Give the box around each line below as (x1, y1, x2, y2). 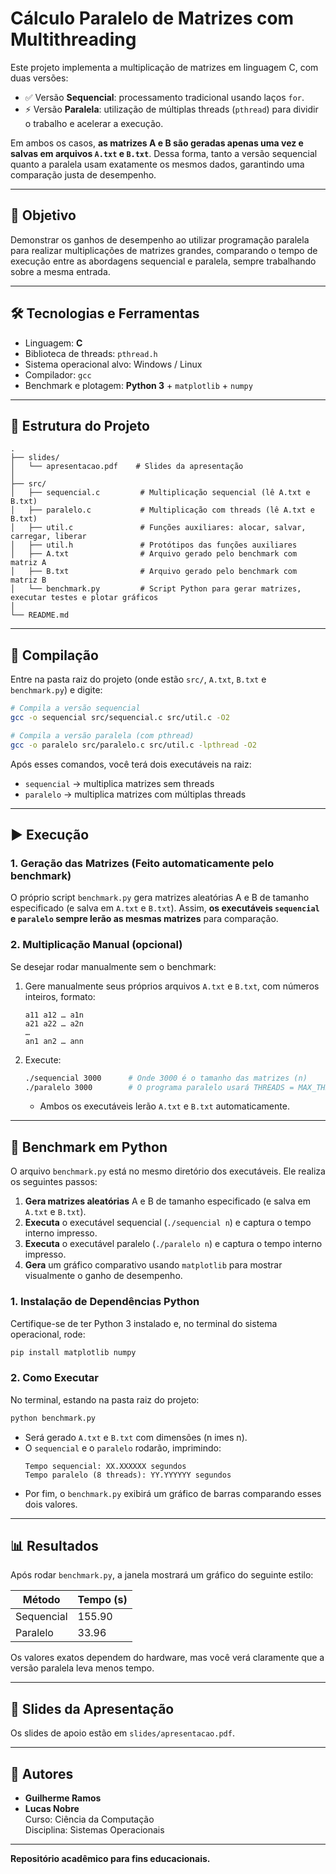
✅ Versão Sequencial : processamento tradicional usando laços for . (24, 91, 305, 103)
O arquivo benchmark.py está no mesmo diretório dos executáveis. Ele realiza (10, 1165, 326, 1177)
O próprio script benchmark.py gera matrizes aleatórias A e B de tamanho (10, 892, 310, 904)
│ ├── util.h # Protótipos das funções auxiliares (10, 540, 298, 551)
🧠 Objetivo (10, 207, 77, 224)
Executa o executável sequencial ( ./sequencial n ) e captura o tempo (24, 1217, 312, 1229)
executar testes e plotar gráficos (10, 593, 159, 603)
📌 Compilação (10, 647, 99, 664)
